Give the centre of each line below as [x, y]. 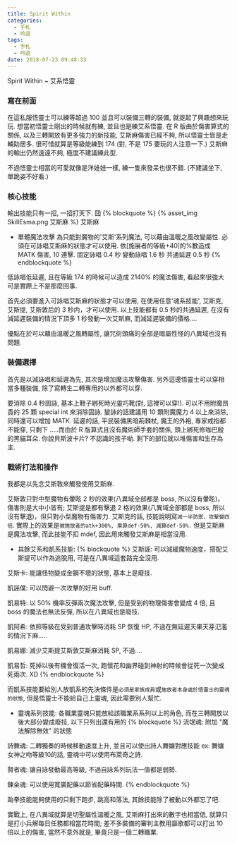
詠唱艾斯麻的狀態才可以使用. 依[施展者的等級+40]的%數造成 [123, 246]
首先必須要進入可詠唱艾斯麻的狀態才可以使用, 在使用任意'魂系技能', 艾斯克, [115, 301]
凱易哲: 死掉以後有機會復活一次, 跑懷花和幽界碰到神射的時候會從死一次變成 [116, 665]
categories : [25, 20]
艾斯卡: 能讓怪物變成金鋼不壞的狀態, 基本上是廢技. [80, 573]
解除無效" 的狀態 [48, 730]
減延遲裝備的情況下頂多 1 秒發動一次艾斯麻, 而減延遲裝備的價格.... [102, 319]
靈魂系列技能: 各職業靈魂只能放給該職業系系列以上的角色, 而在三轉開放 [120, 712]
